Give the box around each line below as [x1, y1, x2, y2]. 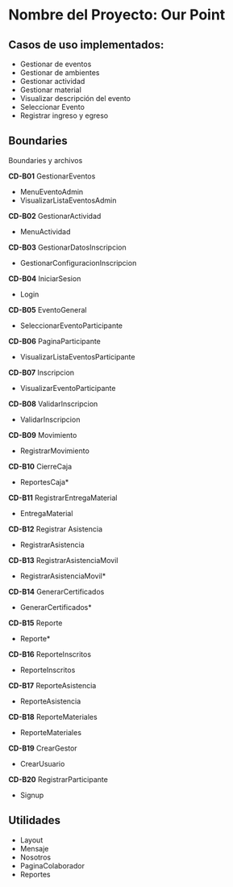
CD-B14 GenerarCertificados [8, 586, 105, 596]
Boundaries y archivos [8, 155, 83, 165]
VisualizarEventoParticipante [19, 383, 116, 393]
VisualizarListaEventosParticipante [19, 351, 135, 361]
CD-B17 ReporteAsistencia [8, 680, 97, 690]
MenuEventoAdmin [19, 187, 84, 196]
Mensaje [19, 843, 49, 853]
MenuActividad [19, 226, 71, 236]
